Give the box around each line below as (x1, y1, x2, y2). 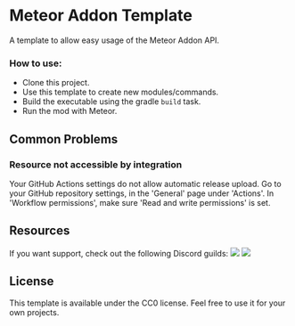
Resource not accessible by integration (9, 158, 183, 170)
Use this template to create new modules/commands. (21, 86, 219, 98)
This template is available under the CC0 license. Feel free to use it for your (9, 297, 286, 308)
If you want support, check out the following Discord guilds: (9, 248, 229, 258)
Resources (9, 224, 70, 239)
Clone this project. (21, 77, 90, 88)
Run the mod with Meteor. (21, 106, 118, 117)
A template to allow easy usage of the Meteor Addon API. (9, 35, 220, 45)
